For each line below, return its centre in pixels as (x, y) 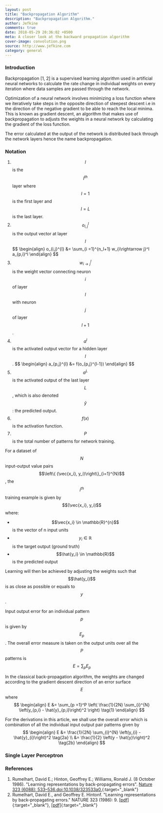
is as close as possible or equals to (40, 587)
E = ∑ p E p (82, 667)
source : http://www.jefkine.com (38, 46)
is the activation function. (37, 426)
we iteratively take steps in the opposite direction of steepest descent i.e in (80, 103)
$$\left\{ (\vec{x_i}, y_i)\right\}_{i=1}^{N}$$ (82, 474)
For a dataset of (21, 451)
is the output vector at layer (40, 234)
